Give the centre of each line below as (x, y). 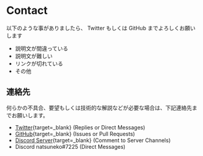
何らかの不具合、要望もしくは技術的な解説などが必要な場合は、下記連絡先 (99, 108)
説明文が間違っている (42, 48)
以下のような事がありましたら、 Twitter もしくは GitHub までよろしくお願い (101, 28)
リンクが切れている (39, 63)
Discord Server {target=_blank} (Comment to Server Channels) (93, 140)
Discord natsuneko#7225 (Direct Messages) (70, 146)
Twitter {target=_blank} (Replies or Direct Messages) (80, 127)
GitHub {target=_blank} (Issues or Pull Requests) (75, 134)
